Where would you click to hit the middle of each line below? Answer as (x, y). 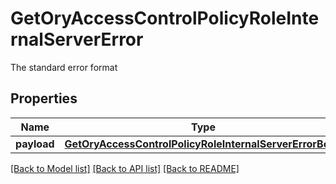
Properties (44, 98)
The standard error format (64, 67)
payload (35, 144)
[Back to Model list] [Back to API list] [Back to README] (125, 168)
